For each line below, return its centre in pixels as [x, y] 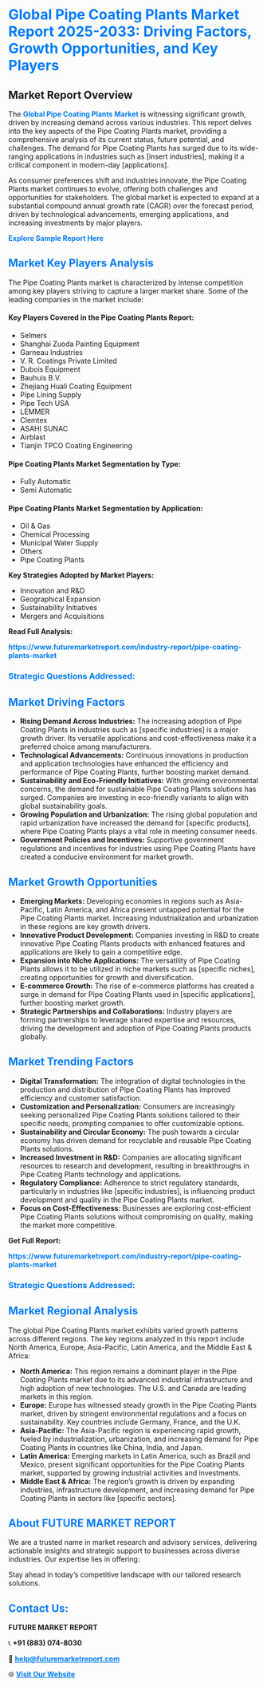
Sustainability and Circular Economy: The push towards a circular [130, 1132]
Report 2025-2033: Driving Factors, [130, 32]
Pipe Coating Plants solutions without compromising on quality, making [136, 1216]
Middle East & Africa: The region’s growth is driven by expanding [127, 1481]
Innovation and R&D [52, 591]
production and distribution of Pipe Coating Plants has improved [125, 1089]
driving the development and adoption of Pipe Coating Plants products [135, 1028]
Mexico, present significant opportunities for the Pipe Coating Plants [132, 1464]
